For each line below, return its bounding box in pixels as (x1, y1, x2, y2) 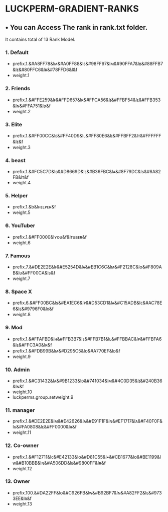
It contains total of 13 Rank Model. (5, 36, 76, 42)
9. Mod (5, 324, 23, 331)
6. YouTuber (5, 222, 36, 229)
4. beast (5, 157, 26, 164)
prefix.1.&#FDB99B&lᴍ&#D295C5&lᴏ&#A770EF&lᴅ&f (12, 348, 120, 354)
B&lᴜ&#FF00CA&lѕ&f (12, 270, 56, 276)
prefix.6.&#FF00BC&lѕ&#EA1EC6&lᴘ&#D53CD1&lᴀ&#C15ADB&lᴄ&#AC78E (12, 300, 162, 306)
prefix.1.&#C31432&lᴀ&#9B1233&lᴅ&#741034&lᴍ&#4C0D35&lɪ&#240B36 (12, 378, 162, 384)
